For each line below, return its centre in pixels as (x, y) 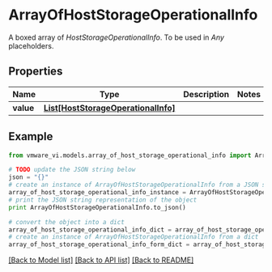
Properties (36, 72)
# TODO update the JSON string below (72, 170)
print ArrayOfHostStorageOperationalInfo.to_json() (97, 207)
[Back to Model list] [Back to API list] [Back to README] (101, 260)
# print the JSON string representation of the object (103, 200)
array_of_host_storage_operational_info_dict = (90, 229)
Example (31, 136)
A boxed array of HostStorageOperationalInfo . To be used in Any (117, 37)
